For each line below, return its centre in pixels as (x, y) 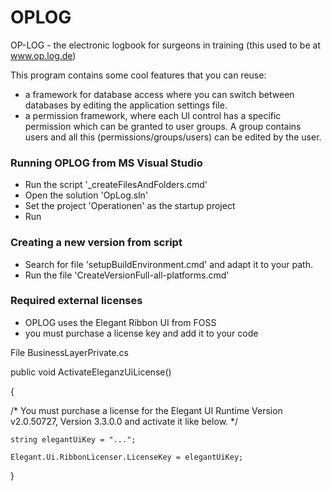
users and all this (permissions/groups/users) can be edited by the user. (173, 137)
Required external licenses (76, 301)
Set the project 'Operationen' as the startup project (130, 206)
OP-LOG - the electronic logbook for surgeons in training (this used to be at (165, 45)
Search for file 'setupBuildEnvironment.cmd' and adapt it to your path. (168, 264)
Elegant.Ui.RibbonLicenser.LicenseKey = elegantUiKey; (127, 457)
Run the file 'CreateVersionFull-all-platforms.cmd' (127, 275)
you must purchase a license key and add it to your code (141, 333)
